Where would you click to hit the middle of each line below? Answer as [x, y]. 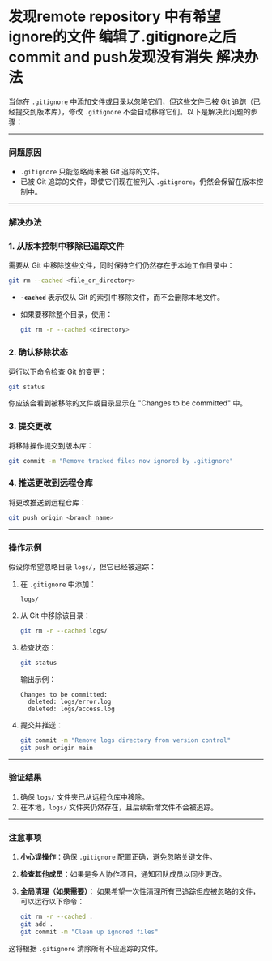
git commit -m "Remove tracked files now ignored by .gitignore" [121, 461]
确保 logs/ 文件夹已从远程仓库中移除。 [85, 796]
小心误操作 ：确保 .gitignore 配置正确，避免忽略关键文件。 [118, 857]
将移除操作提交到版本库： [51, 445]
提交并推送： [41, 725]
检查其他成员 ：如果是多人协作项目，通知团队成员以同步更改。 [123, 874]
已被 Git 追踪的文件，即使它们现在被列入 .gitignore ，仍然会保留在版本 [138, 182]
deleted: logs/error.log [70, 701]
